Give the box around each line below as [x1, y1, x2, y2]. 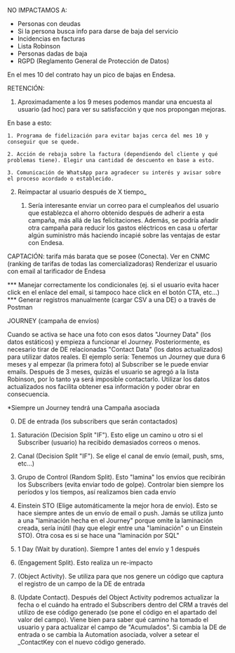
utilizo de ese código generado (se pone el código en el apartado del [17, 608, 217, 616]
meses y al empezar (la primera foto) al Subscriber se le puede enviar [7, 360, 209, 368]
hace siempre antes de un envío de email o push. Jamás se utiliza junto [17, 509, 224, 517]
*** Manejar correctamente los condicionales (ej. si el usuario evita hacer [7, 281, 220, 289]
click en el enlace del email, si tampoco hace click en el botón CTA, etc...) [7, 288, 220, 296]
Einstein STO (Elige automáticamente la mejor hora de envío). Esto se [17, 501, 217, 510]
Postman [7, 303, 33, 311]
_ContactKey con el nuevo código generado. [17, 638, 146, 646]
